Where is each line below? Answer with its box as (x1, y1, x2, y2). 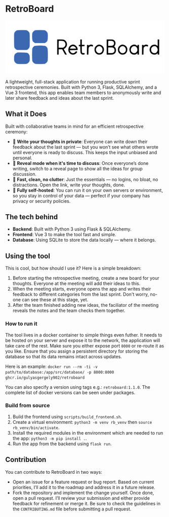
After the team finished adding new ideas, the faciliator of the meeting (12, 302, 159, 308)
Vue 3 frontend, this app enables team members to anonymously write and (5, 90, 161, 96)
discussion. (12, 171, 37, 177)
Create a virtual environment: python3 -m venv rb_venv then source (12, 419, 152, 425)
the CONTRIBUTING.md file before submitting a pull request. (12, 506, 132, 512)
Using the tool (5, 251, 51, 260)
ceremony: (5, 128, 28, 135)
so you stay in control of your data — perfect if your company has (12, 192, 150, 198)
